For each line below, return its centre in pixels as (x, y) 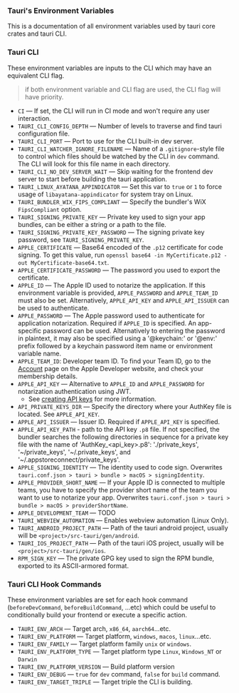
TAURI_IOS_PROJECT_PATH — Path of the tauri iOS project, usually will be (121, 543)
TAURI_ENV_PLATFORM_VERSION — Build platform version (96, 667)
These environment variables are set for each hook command (98, 600)
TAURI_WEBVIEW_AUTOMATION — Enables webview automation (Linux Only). (123, 520)
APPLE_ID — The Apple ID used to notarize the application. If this (112, 285)
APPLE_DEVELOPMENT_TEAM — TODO (67, 512)
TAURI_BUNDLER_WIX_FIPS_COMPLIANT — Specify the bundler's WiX (112, 201)
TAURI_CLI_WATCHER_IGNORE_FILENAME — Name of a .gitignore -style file (121, 148)
